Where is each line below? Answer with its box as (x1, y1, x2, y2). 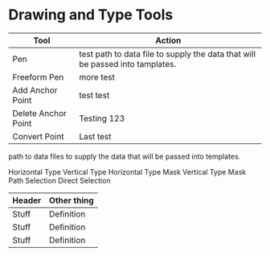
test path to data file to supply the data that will (79, 48, 256, 60)
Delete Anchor (12, 107, 67, 118)
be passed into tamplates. (79, 58, 177, 69)
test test (79, 89, 110, 101)
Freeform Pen (12, 71, 64, 82)
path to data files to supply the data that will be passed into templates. (8, 151, 241, 161)
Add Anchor (12, 85, 58, 96)
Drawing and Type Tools (8, 6, 174, 24)
